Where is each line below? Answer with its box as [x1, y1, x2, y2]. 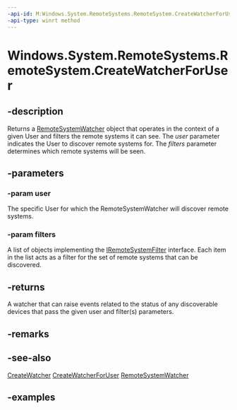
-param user [7, 188, 51, 198]
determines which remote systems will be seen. [7, 146, 146, 156]
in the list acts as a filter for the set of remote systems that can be [7, 253, 199, 262]
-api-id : [7, 10, 33, 18]
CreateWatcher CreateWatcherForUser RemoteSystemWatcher [7, 370, 189, 379]
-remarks [7, 328, 49, 340]
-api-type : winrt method [7, 17, 80, 24]
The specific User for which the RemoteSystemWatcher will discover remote [7, 204, 229, 213]
